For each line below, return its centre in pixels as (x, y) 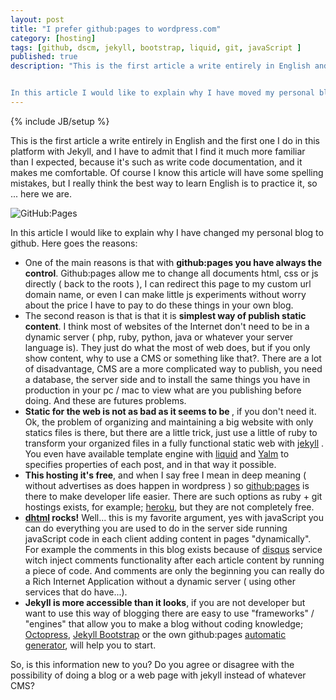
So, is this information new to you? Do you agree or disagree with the (152, 664)
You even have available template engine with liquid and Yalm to (157, 453)
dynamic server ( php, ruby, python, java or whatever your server (159, 337)
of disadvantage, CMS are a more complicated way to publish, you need (173, 368)
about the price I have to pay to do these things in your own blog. (159, 305)
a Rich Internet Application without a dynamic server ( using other (160, 581)
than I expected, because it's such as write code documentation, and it (156, 162)
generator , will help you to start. (90, 645)
